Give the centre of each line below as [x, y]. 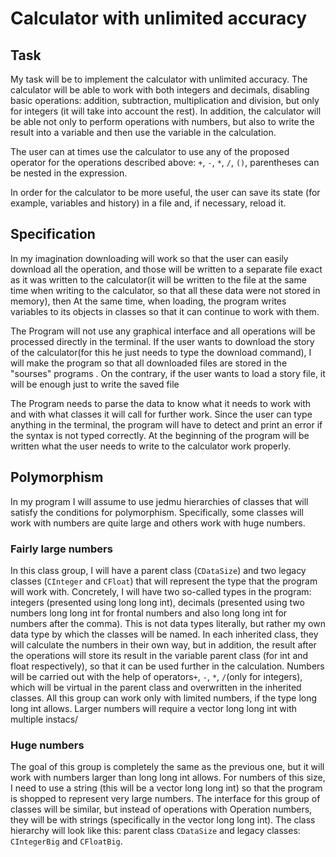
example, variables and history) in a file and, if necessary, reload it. [148, 203]
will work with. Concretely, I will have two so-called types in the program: [161, 591]
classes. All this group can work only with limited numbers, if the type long [164, 698]
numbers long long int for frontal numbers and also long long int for [149, 613]
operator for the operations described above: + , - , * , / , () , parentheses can [165, 162]
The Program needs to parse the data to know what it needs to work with [161, 403]
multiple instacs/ [44, 719]
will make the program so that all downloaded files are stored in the [149, 363]
